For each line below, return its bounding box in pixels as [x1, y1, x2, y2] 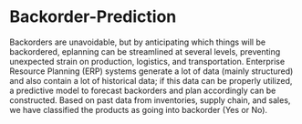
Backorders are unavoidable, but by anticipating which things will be [9, 36, 266, 47]
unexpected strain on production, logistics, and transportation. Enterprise [9, 56, 286, 67]
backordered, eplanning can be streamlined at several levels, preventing [9, 46, 281, 57]
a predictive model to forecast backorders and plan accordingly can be [9, 85, 276, 96]
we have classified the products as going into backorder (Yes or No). [9, 104, 267, 115]
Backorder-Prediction [9, 6, 177, 27]
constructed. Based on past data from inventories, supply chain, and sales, [9, 94, 291, 106]
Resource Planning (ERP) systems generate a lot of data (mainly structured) [9, 66, 294, 77]
